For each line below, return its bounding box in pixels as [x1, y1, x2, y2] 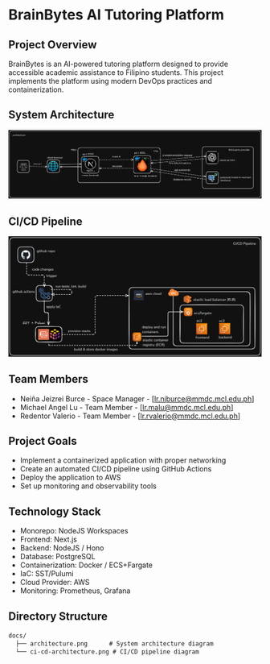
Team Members [8, 372, 88, 386]
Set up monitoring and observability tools [19, 481, 157, 491]
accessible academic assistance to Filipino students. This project [8, 68, 223, 77]
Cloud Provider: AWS [19, 578, 90, 587]
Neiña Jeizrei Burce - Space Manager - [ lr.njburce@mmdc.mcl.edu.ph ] [19, 393, 255, 404]
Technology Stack [8, 504, 101, 518]
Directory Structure [8, 609, 108, 623]
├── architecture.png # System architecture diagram [15, 640, 215, 648]
